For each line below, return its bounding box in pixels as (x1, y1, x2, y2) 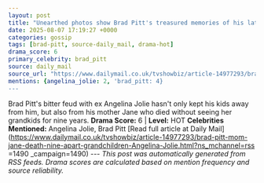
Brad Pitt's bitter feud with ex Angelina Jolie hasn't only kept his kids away (8, 99, 249, 108)
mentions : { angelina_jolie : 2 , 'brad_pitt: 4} (8, 77, 163, 85)
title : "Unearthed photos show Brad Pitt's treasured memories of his (8, 19, 244, 27)
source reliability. (8, 166, 64, 175)
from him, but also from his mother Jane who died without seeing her (8, 107, 233, 116)
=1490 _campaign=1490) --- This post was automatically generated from (8, 148, 246, 158)
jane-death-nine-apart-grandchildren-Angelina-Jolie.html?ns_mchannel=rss (8, 141, 255, 150)
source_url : (8, 70, 47, 78)
